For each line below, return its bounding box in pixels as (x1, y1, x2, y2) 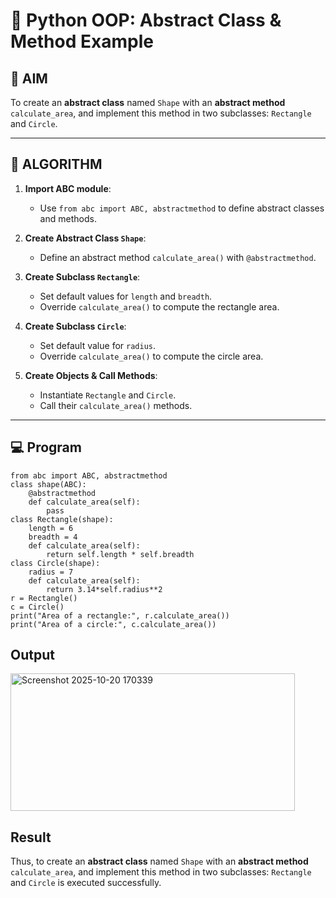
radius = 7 (28, 567, 74, 577)
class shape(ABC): (10, 479, 87, 489)
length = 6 (28, 523, 74, 533)
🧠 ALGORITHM (10, 156, 103, 173)
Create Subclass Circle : (24, 320, 127, 332)
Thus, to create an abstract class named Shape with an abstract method (10, 855, 309, 868)
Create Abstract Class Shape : (24, 232, 147, 244)
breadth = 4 (28, 532, 78, 542)
